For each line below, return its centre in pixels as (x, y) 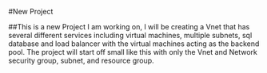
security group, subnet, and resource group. (81, 60)
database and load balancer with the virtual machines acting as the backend (134, 44)
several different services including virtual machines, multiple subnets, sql (130, 35)
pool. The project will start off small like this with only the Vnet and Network (133, 52)
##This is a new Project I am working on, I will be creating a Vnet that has (129, 27)
